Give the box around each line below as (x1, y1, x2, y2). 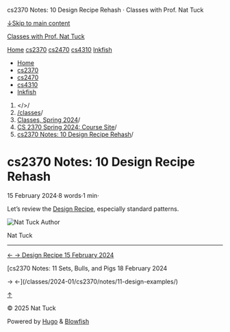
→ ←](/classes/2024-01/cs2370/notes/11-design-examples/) (7, 277, 179, 285)
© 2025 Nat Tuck (7, 304, 56, 312)
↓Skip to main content (7, 19, 71, 27)
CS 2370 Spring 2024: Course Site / (16, 123, 118, 131)
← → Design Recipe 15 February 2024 (7, 251, 114, 259)
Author (40, 218, 60, 226)
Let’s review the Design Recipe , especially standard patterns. (7, 205, 179, 213)
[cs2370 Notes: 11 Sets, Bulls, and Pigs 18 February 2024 (7, 264, 168, 272)
